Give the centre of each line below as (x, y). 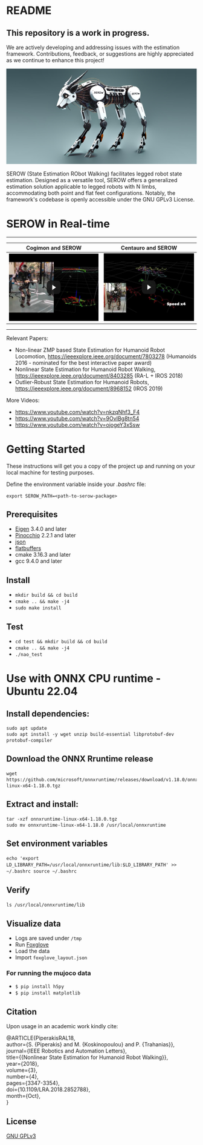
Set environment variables (57, 843)
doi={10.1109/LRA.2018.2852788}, (48, 1089)
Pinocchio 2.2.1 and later (46, 536)
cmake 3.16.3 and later (43, 555)
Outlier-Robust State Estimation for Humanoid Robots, (82, 382)
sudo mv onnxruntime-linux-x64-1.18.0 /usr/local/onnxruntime (86, 825)
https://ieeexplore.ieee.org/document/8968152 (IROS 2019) (89, 389)
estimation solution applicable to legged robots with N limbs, (82, 186)
